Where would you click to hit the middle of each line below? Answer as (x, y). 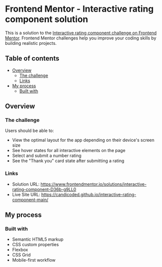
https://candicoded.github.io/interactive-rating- (89, 194)
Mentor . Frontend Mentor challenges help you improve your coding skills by (81, 38)
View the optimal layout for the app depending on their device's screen (83, 140)
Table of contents (32, 59)
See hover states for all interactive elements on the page (69, 151)
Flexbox (20, 250)
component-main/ (30, 200)
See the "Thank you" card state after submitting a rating (68, 161)
